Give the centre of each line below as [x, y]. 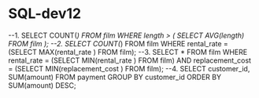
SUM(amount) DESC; [42, 85]
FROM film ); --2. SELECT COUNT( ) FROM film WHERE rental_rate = [118, 43]
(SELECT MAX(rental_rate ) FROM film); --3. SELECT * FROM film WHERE [128, 52]
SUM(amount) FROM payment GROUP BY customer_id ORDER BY [115, 77]
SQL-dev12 [44, 14]
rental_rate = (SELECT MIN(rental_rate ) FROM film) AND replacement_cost [130, 60]
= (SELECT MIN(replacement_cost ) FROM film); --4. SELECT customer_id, [129, 68]
